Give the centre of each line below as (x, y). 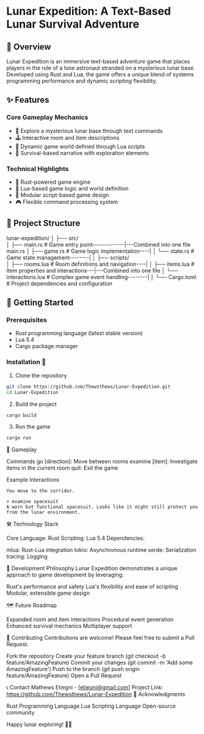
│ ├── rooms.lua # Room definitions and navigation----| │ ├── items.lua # (100, 264)
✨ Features (28, 100)
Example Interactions (33, 480)
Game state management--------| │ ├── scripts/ (68, 257)
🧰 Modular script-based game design (62, 195)
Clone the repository (41, 375)
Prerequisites (27, 320)
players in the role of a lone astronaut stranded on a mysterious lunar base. (101, 68)
